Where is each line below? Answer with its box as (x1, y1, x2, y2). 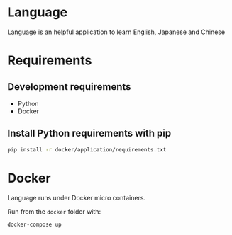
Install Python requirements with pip (7, 127, 172, 139)
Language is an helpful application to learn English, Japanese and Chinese (7, 28, 226, 36)
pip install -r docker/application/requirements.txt (7, 146, 167, 153)
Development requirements (7, 81, 131, 93)
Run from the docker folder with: (7, 207, 101, 216)
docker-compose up (7, 221, 62, 228)
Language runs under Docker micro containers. (7, 193, 146, 202)
